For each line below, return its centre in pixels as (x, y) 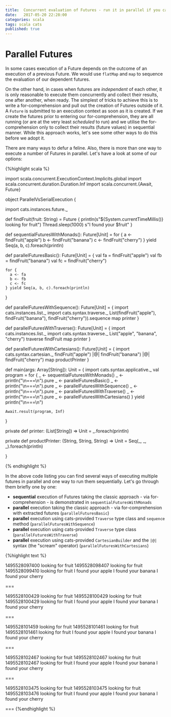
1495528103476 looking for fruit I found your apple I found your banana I (81, 693)
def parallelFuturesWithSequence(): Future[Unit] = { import (67, 308)
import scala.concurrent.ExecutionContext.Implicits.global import (73, 179)
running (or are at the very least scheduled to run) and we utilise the (77, 122)
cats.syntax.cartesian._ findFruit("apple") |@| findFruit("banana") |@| (78, 354)
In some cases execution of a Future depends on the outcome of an (76, 68)
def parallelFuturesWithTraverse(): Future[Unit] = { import (65, 328)
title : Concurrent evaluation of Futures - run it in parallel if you (83, 10)
